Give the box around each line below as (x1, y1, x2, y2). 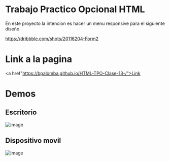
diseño (5, 25, 20, 31)
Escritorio (5, 108, 37, 117)
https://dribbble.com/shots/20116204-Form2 (5, 36, 99, 42)
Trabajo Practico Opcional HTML (5, 4, 145, 15)
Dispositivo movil (5, 136, 61, 145)
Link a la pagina (5, 53, 73, 65)
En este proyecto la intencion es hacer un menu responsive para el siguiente (5, 20, 165, 26)
